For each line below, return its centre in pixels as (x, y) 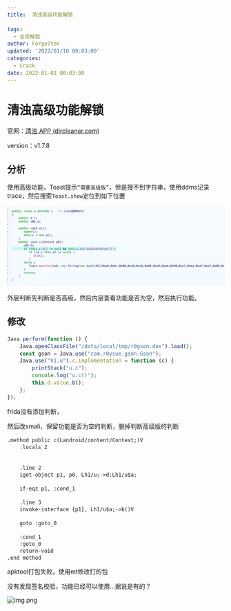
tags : (15, 29)
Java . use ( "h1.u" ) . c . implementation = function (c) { (97, 361)
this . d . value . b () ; (58, 383)
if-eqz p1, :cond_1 (48, 489)
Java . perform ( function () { (48, 339)
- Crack (24, 66)
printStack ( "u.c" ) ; (60, 368)
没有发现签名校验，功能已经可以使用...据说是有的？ (79, 586)
